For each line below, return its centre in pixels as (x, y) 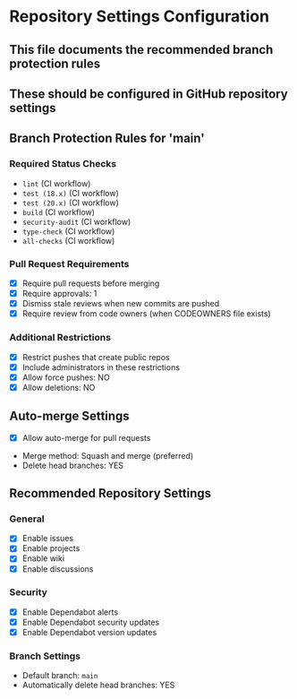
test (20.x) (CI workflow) (70, 203)
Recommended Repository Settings (110, 493)
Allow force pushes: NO (66, 377)
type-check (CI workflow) (68, 231)
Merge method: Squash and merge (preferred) (108, 455)
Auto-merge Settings (69, 416)
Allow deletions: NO (59, 387)
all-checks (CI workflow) (68, 240)
